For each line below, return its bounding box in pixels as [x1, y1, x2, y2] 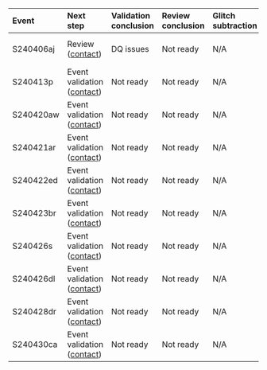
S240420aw [12, 109, 60, 120]
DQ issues [110, 44, 149, 54]
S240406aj [12, 44, 56, 54]
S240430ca [12, 339, 58, 349]
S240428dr [12, 306, 57, 317]
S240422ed [12, 175, 58, 185]
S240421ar [12, 142, 56, 153]
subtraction [212, 20, 257, 31]
